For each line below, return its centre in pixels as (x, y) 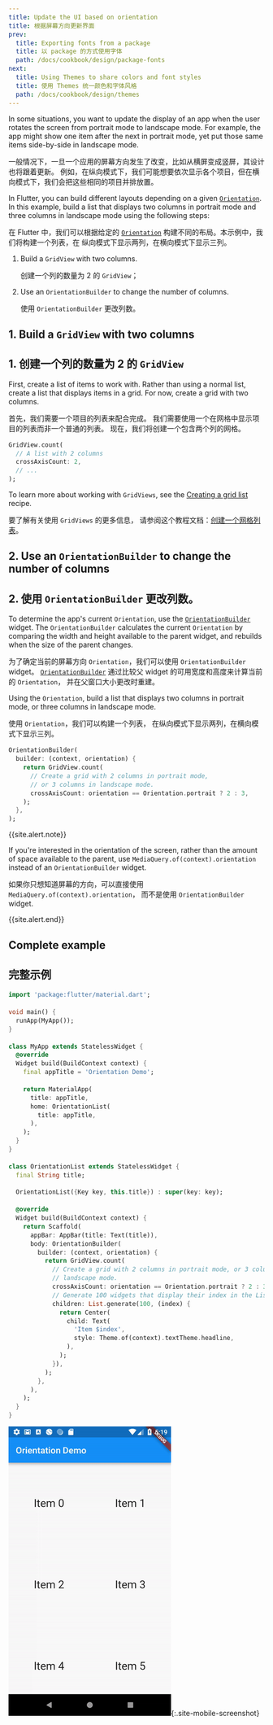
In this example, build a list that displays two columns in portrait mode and (132, 207)
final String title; (50, 1175)
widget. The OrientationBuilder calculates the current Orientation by (126, 627)
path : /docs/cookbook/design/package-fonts (90, 60)
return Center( (85, 1312)
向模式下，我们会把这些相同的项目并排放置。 (83, 181)
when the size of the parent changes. (71, 645)
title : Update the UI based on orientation (83, 17)
